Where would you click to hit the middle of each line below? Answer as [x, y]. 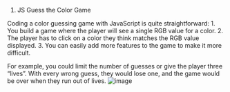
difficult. [19, 53]
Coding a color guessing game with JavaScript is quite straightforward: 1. [111, 23]
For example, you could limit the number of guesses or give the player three [115, 66]
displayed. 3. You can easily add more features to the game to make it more [115, 45]
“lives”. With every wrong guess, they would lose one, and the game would [113, 73]
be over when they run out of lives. [57, 81]
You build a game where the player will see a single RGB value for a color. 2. [115, 31]
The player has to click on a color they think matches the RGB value [103, 38]
